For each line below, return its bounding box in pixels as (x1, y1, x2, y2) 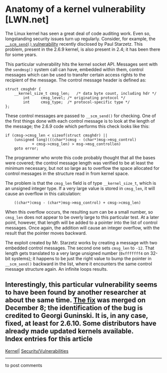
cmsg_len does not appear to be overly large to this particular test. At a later (5, 214, 159, 220)
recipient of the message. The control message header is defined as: (5, 77, 147, 83)
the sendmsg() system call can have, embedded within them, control (5, 66, 144, 73)
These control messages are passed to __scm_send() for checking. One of (5, 113, 157, 119)
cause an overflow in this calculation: (5, 190, 82, 197)
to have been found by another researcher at (5, 288, 147, 297)
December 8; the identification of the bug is (5, 304, 143, 312)
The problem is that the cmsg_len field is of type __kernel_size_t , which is (5, 180, 157, 186)
